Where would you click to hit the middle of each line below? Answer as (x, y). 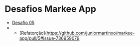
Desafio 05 (23, 23)
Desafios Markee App (51, 9)
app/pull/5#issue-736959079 (49, 38)
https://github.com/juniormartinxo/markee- (91, 33)
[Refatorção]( (33, 33)
